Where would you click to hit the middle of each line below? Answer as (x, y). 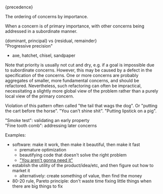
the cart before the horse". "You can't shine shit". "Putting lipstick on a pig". (81, 111)
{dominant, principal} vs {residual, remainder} (51, 41)
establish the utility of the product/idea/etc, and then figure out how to (83, 165)
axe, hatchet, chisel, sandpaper (44, 55)
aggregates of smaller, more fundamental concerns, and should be (72, 81)
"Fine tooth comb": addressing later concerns (51, 125)
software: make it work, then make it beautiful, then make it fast (76, 145)
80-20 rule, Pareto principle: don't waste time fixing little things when (82, 181)
